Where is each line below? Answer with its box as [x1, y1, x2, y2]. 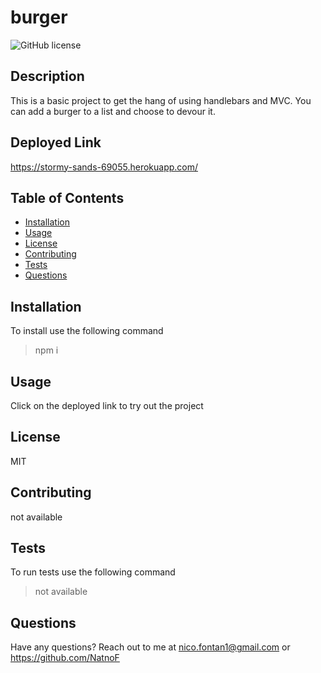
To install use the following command [10, 325, 164, 337]
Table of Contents [10, 189, 125, 206]
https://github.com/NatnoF [10, 652, 120, 664]
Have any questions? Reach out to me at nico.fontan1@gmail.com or [10, 641, 291, 653]
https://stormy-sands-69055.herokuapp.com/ [10, 161, 199, 173]
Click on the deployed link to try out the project [10, 400, 204, 411]
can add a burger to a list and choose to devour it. [10, 105, 216, 117]
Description [10, 68, 85, 85]
